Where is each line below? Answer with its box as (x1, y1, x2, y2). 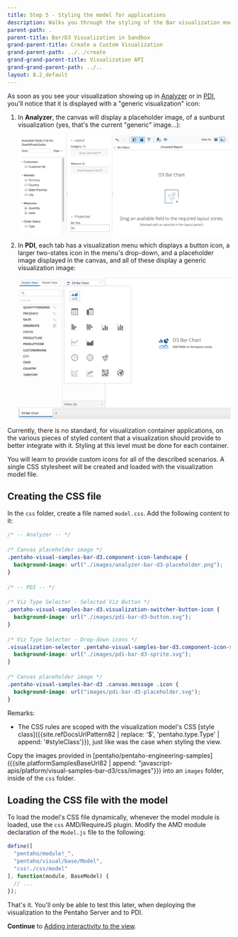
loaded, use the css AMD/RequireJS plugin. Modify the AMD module (7, 821, 207, 829)
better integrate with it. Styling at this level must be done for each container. (7, 441, 229, 449)
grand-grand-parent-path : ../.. (7, 64, 103, 71)
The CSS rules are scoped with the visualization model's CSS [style (17, 722, 215, 731)
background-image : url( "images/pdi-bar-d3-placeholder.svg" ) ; (13, 688, 201, 695)
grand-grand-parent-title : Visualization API (7, 57, 144, 64)
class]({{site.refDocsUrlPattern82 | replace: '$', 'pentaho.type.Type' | (17, 730, 220, 739)
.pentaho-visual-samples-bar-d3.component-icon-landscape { (7, 554, 189, 561)
